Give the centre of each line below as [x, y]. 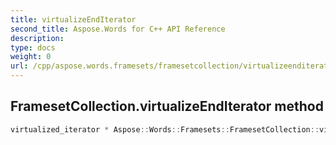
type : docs [33, 47]
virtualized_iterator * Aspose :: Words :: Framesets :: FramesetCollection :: [165, 129]
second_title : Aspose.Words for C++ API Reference [118, 29]
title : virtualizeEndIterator [73, 19]
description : [37, 38]
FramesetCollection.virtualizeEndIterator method [167, 106]
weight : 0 [31, 57]
